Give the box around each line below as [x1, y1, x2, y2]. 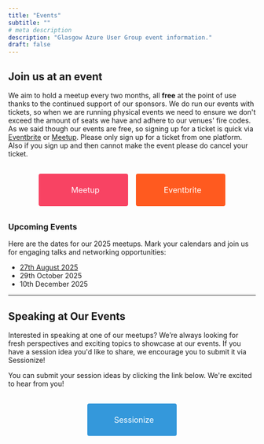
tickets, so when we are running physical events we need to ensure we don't [8, 107, 256, 116]
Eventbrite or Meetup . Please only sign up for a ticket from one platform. [8, 132, 242, 141]
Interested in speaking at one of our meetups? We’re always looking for [8, 331, 239, 340]
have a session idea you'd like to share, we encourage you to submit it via [8, 347, 247, 357]
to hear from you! [8, 379, 64, 389]
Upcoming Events [8, 221, 78, 232]
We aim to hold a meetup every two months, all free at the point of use [8, 90, 237, 100]
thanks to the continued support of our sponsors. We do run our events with [8, 99, 255, 108]
